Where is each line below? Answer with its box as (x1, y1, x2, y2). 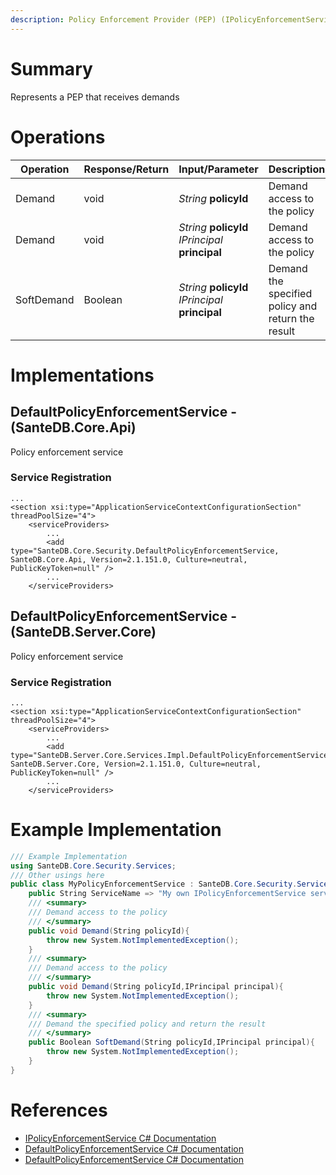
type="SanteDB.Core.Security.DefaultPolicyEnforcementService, (10, 546, 280, 556)
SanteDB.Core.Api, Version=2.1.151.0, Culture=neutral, (10, 554, 248, 565)
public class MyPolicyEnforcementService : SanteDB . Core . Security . (10, 879, 298, 890)
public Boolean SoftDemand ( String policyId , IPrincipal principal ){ (28, 1037, 315, 1048)
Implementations (10, 364, 155, 386)
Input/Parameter (178, 162, 259, 176)
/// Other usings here (10, 870, 105, 880)
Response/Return (83, 162, 170, 176)
